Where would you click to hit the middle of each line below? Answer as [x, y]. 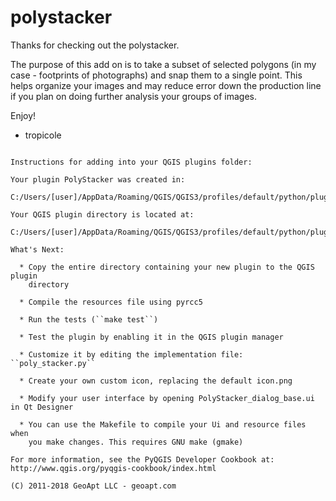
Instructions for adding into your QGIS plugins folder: [131, 162]
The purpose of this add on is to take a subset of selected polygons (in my [163, 64]
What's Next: [37, 249]
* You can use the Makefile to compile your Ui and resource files [163, 424]
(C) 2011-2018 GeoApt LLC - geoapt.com [93, 486]
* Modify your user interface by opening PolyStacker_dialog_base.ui [167, 398]
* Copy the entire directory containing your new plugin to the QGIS [167, 267]
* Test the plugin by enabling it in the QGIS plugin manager [151, 337]
